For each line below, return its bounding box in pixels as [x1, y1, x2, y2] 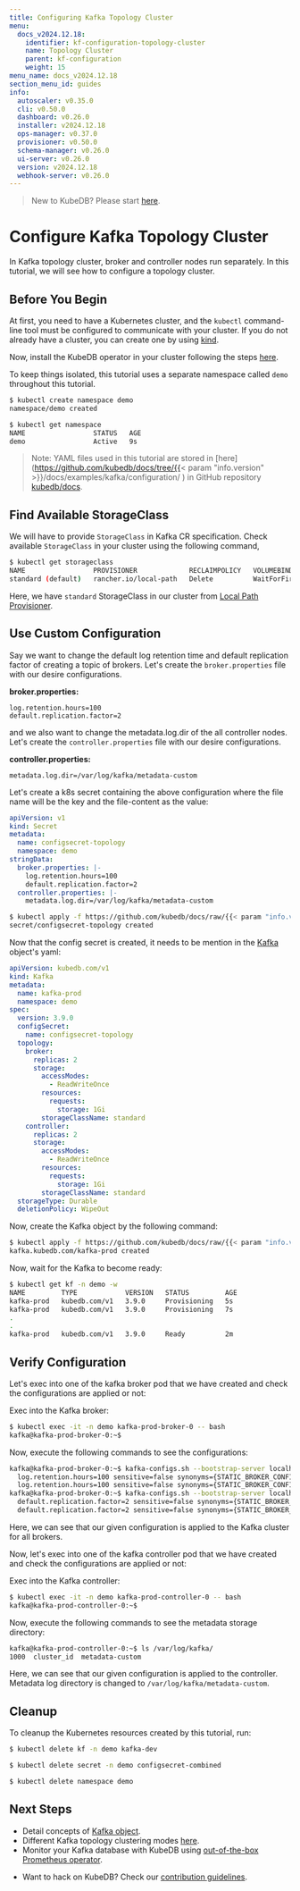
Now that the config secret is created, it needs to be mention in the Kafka [9, 937, 279, 947]
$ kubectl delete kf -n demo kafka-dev [9, 1744, 158, 1754]
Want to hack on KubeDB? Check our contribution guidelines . [21, 1871, 248, 1882]
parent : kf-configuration [25, 55, 122, 63]
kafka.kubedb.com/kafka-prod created [9, 1247, 150, 1256]
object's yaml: [9, 946, 61, 957]
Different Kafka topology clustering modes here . [21, 1835, 200, 1845]
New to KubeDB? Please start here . [30, 196, 161, 206]
